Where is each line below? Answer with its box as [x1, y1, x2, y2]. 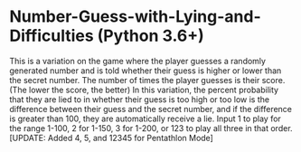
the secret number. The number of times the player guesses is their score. [9, 74, 286, 85]
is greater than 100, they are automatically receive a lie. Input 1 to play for [9, 113, 282, 124]
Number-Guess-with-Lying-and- [9, 6, 261, 27]
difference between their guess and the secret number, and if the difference [9, 103, 292, 114]
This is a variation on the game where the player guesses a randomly [9, 55, 267, 66]
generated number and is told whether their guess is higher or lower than [9, 65, 282, 76]
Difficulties [9, 25, 94, 46]
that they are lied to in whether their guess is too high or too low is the [9, 93, 269, 105]
